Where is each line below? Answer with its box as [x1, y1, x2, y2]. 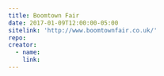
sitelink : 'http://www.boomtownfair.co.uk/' [8, 26, 158, 34]
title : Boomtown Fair [8, 11, 80, 20]
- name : [15, 48, 41, 56]
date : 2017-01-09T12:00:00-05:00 [8, 19, 119, 27]
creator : [8, 41, 37, 49]
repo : [8, 33, 26, 42]
